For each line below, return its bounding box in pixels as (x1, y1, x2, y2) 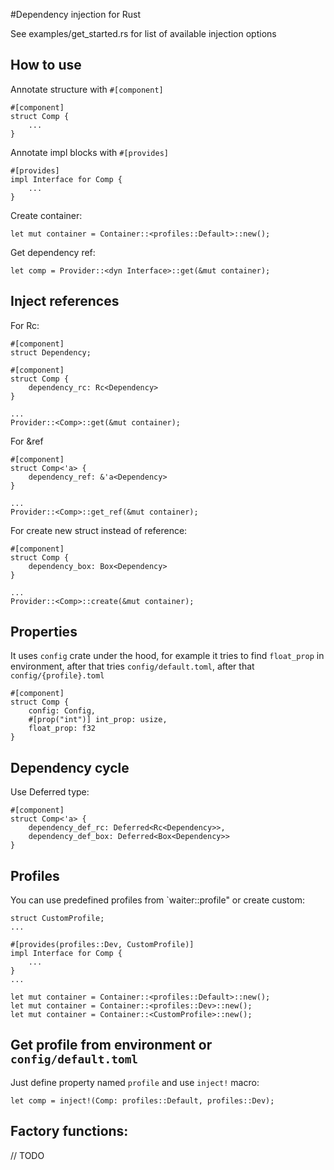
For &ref (10, 435, 44, 447)
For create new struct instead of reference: (10, 524, 188, 536)
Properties (10, 624, 78, 641)
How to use (10, 57, 82, 74)
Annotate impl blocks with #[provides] (10, 146, 169, 158)
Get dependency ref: (10, 246, 96, 258)
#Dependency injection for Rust (10, 9, 142, 20)
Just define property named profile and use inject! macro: (10, 1076, 260, 1088)
